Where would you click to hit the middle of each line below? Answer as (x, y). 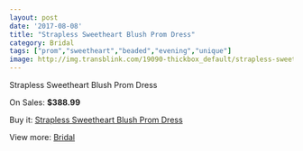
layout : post (34, 18)
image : (22, 59)
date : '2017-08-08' (46, 26)
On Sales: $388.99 (45, 102)
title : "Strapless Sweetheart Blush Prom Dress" (102, 34)
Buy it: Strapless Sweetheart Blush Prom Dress (96, 120)
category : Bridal (42, 43)
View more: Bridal (42, 137)
